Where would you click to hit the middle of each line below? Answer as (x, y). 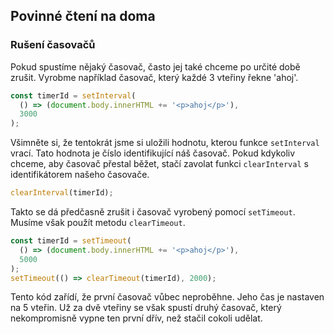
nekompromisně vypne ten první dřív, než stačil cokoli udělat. (136, 318)
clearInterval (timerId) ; (62, 193)
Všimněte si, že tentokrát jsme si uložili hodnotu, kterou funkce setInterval (165, 143)
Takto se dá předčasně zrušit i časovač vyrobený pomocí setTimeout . (153, 212)
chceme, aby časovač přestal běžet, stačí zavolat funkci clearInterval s (159, 164)
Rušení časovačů (53, 45)
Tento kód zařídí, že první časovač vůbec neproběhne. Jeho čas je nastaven (167, 297)
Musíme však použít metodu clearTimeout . (98, 223)
